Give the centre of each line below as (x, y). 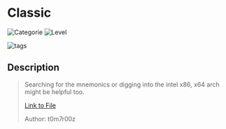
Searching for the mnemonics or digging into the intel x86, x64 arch (122, 84)
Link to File (40, 105)
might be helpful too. (54, 91)
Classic (29, 13)
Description (33, 68)
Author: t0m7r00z (50, 119)
